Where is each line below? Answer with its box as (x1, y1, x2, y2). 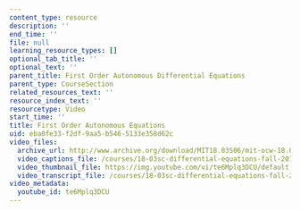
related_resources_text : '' (9, 88, 114, 97)
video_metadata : (9, 180, 70, 189)
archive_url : (17, 146, 66, 155)
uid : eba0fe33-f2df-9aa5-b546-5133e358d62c (9, 130, 174, 139)
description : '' (9, 21, 70, 30)
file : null (9, 38, 50, 47)
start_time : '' (9, 113, 66, 122)
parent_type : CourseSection (9, 80, 114, 88)
